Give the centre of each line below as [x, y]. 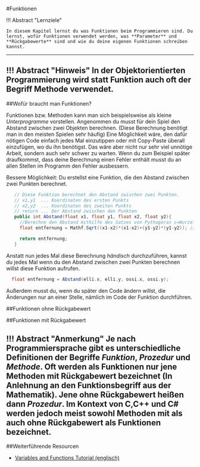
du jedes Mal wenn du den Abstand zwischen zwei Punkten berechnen [93, 262]
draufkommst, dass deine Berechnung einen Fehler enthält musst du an [94, 159]
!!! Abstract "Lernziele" [34, 20]
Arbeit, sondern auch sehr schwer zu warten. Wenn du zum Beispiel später [98, 153]
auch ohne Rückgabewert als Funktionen [84, 423]
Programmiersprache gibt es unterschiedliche [93, 348]
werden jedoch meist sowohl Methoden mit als [94, 413]
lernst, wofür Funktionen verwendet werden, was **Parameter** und [92, 36]
